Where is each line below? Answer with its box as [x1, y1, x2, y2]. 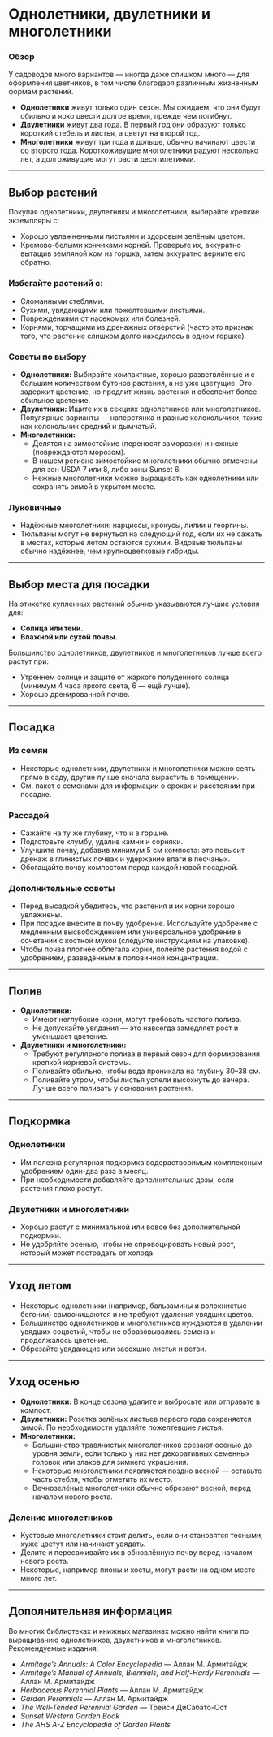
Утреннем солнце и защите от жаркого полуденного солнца [19, 672, 230, 682]
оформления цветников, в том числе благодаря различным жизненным [8, 78, 259, 88]
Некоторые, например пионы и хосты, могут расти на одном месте [19, 1565, 256, 1575]
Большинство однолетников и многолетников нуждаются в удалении [19, 1318, 262, 1328]
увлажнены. [19, 910, 63, 920]
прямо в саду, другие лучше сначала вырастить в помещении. [19, 772, 240, 782]
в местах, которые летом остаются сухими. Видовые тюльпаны [19, 538, 243, 548]
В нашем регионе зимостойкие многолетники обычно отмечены [32, 456, 258, 466]
